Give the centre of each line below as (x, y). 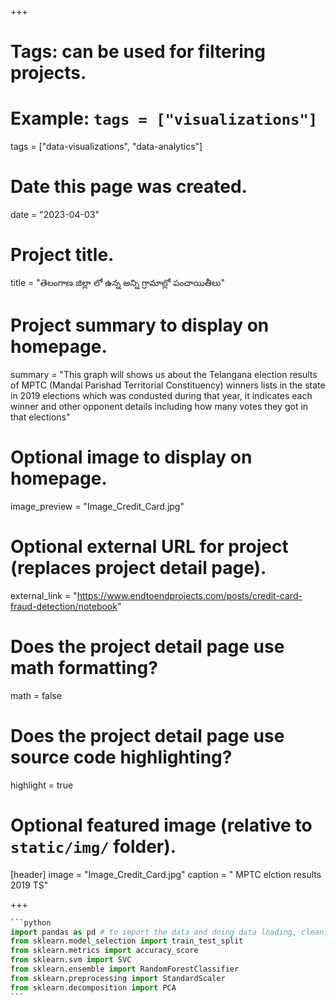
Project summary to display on (140, 325)
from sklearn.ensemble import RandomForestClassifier (125, 969)
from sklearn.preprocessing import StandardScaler (118, 978)
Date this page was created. (129, 187)
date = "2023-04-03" (55, 215)
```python (31, 922)
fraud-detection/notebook (64, 606)
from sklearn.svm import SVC (71, 960)
